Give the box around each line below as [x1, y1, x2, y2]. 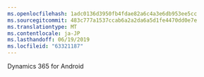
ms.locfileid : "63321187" [7, 43, 83, 50]
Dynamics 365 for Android [7, 62, 84, 70]
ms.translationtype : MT [7, 23, 78, 30]
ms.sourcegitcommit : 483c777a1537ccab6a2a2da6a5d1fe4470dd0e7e [7, 17, 198, 24]
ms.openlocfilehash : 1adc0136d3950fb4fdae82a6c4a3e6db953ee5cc [7, 10, 198, 17]
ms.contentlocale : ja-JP [7, 29, 80, 37]
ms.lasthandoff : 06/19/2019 [7, 36, 90, 43]
